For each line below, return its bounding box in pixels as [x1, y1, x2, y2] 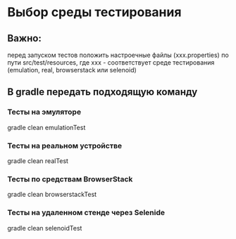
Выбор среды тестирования [7, 4, 182, 20]
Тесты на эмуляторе [7, 107, 82, 117]
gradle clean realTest [7, 156, 69, 165]
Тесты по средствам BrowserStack [7, 174, 133, 183]
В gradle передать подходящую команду [7, 86, 198, 98]
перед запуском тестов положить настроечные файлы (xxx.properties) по [7, 51, 229, 59]
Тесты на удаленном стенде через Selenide [7, 208, 166, 218]
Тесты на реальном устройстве [7, 141, 123, 150]
